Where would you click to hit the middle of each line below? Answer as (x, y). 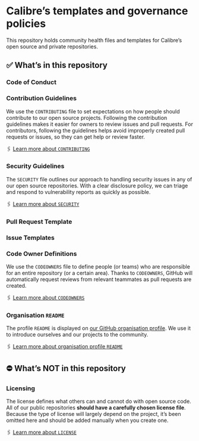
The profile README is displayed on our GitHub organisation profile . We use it (99, 328)
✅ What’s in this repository (57, 65)
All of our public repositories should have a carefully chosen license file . (96, 408)
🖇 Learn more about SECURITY (43, 203)
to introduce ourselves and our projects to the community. (77, 335)
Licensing (21, 388)
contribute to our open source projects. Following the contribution (87, 118)
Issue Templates (31, 238)
